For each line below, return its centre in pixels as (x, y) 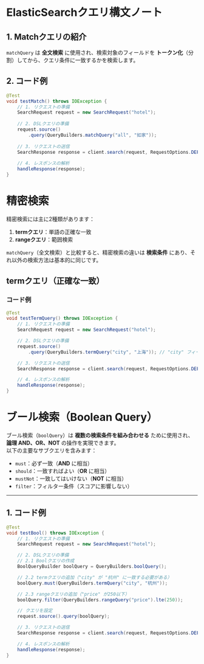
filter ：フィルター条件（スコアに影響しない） (74, 486)
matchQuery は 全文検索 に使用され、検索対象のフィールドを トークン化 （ (97, 53)
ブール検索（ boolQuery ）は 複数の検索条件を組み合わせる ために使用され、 (100, 435)
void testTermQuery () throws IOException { (62, 319)
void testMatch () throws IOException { (57, 101)
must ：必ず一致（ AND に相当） (54, 463)
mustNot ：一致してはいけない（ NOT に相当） (71, 479)
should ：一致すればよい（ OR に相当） (63, 471)
